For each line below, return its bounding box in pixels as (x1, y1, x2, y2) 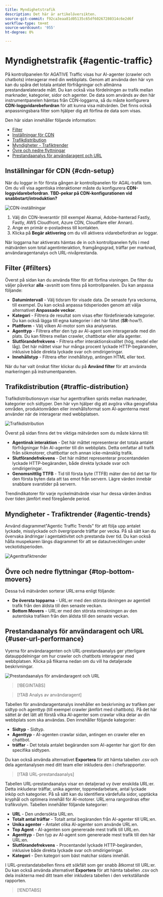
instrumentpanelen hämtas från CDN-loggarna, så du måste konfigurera (5, 97, 149, 103)
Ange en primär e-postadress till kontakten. (12, 224, 100, 230)
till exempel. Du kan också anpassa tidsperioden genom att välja (12, 302, 141, 308)
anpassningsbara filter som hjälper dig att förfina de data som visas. (5, 108, 142, 113)
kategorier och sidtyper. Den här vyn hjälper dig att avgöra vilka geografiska (5, 401, 158, 407)
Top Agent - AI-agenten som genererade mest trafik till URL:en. (12, 827, 140, 832)
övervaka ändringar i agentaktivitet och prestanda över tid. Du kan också (5, 533, 151, 539)
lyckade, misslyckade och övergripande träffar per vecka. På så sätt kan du (5, 528, 156, 534)
